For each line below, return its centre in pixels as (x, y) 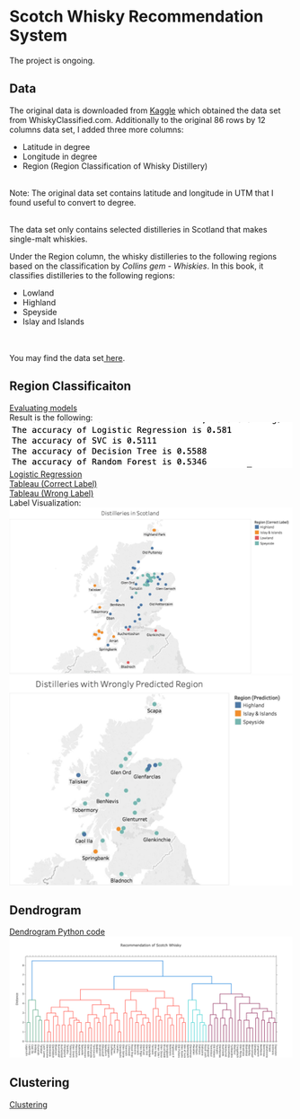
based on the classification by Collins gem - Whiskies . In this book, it (137, 266)
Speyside (40, 312)
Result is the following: (51, 417)
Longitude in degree (60, 156)
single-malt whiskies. (49, 239)
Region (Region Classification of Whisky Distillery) (115, 166)
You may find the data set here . (67, 357)
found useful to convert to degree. (73, 202)
